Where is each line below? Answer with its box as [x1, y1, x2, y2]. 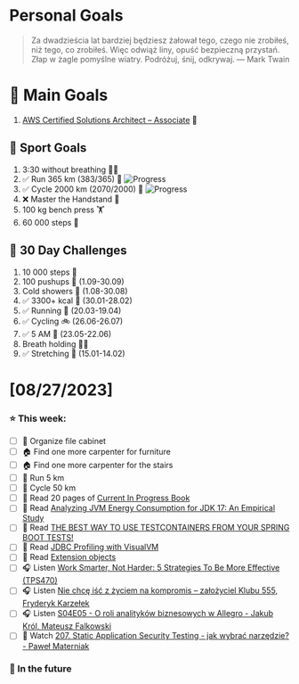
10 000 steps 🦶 [21, 267, 77, 277]
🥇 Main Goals [9, 86, 109, 105]
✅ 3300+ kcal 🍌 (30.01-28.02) [21, 295, 133, 306]
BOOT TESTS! [21, 532, 74, 543]
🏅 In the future [9, 663, 72, 675]
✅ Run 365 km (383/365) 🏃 [21, 173, 123, 184]
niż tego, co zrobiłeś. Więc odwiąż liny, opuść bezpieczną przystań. [30, 44, 280, 54]
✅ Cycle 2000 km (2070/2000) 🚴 [21, 184, 144, 194]
